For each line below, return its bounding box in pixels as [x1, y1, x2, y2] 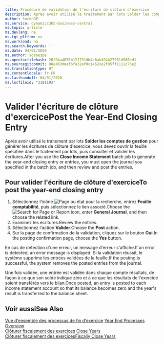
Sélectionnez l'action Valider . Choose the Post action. [12, 225, 120, 230]
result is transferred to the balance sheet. [5, 291, 88, 297]
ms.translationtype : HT [5, 67, 54, 71]
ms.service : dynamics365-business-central [5, 21, 93, 26]
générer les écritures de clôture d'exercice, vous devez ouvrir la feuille [5, 143, 147, 149]
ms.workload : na [5, 39, 38, 44]
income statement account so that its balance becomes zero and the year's [5, 285, 157, 291]
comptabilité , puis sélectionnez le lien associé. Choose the [12, 204, 130, 210]
